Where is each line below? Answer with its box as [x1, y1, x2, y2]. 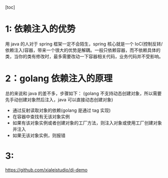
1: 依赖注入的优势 [5, 24, 76, 35]
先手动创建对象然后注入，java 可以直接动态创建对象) [5, 96, 113, 102]
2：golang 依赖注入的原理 [5, 73, 113, 84]
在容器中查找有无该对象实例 [12, 113, 70, 119]
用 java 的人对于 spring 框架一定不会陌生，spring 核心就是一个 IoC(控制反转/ [5, 41, 163, 47]
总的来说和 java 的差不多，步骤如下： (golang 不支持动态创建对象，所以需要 [5, 90, 162, 96]
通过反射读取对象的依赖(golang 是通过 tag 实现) [12, 107, 111, 113]
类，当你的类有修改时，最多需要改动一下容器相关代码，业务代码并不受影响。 [5, 53, 163, 59]
